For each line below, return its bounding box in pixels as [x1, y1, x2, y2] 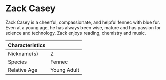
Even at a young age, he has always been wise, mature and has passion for [5, 24, 161, 30]
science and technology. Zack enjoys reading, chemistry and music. [5, 30, 146, 36]
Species [8, 58, 27, 65]
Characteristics [8, 42, 46, 49]
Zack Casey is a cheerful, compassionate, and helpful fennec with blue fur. [5, 19, 160, 25]
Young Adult [50, 66, 79, 73]
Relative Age [8, 66, 38, 73]
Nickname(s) [8, 50, 39, 57]
